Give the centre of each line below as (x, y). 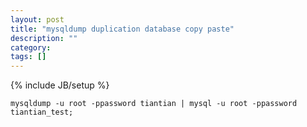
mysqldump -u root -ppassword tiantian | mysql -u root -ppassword (154, 104)
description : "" (44, 38)
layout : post (37, 19)
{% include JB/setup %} (60, 85)
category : (31, 47)
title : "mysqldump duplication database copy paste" (122, 29)
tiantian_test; (42, 112)
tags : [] (28, 57)
